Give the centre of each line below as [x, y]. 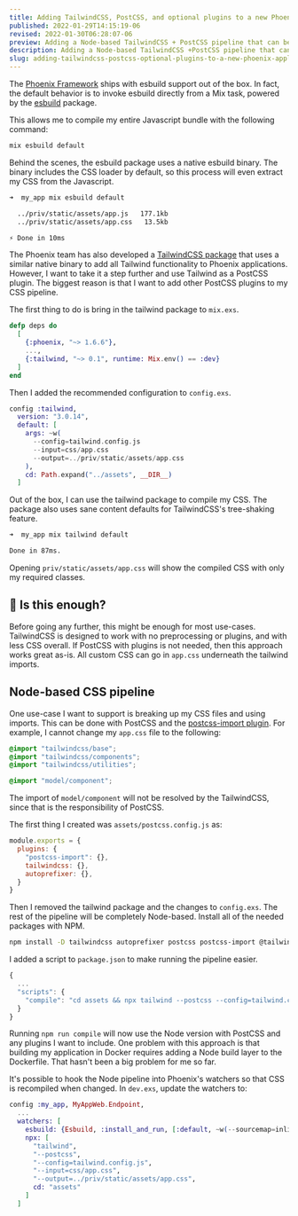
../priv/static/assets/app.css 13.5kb [93, 222]
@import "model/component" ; [61, 781]
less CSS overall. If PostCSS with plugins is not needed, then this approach [146, 645]
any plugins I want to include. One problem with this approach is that [134, 1043]
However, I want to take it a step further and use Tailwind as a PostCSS [139, 274]
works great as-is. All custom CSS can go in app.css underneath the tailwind [149, 655]
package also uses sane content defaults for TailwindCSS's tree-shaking [142, 509]
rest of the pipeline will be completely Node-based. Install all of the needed [146, 917]
